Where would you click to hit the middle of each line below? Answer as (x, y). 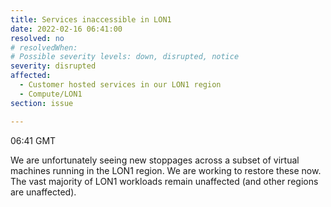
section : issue (42, 103)
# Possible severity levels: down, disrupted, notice (125, 57)
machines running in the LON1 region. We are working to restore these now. (166, 170)
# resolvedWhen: (44, 47)
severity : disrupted (53, 66)
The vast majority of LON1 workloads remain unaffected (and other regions (164, 181)
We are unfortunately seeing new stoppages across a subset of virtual (155, 160)
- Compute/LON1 (51, 94)
